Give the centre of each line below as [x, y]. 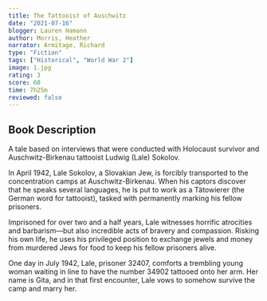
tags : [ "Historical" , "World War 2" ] [71, 61]
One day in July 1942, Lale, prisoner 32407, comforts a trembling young [126, 263]
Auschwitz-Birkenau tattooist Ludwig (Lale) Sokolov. [94, 157]
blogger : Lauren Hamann [48, 30]
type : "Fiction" [35, 53]
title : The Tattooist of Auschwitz [67, 16]
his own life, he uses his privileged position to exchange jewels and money [131, 240]
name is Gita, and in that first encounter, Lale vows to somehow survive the [132, 280]
